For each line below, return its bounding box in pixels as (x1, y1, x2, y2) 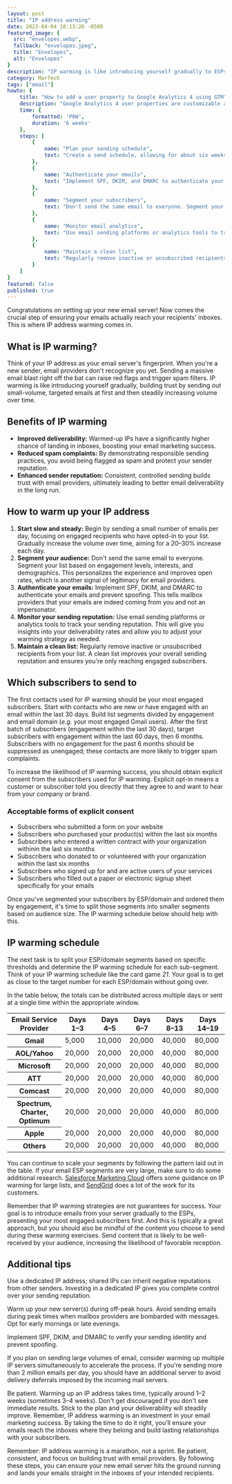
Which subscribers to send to (7, 677, 137, 689)
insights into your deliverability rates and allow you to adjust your (17, 627, 202, 636)
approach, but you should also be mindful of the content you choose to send (7, 1224, 225, 1232)
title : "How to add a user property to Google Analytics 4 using (19, 94, 212, 101)
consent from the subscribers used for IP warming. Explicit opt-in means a (7, 775, 219, 783)
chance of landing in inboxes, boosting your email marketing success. (17, 441, 216, 450)
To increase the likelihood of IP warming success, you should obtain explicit (7, 767, 223, 776)
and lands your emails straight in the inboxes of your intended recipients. (7, 1469, 215, 1477)
